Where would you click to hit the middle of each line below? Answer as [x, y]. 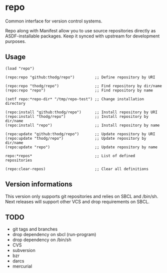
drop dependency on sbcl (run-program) [54, 235]
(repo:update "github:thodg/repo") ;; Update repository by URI [80, 134]
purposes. [16, 41]
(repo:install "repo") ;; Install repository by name [82, 125]
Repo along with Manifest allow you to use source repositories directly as [80, 30]
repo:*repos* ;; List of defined [70, 156]
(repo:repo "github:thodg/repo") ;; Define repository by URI [80, 77]
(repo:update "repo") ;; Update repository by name [81, 147]
